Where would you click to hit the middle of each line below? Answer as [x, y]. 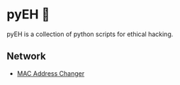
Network [27, 56]
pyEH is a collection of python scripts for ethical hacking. [90, 34]
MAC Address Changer [51, 73]
